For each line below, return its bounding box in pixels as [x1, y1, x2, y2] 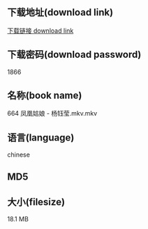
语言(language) [7, 132, 75, 143]
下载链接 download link [7, 26, 74, 35]
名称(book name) [7, 90, 82, 102]
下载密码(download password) [7, 49, 142, 61]
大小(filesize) [7, 196, 65, 208]
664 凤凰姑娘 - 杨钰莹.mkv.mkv [7, 109, 98, 118]
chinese [7, 150, 30, 159]
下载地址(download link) [7, 6, 114, 19]
